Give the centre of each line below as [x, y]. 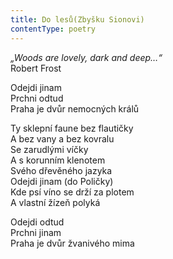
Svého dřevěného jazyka [61, 170]
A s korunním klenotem [58, 160]
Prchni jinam [36, 232]
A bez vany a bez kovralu [62, 138]
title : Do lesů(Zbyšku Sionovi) [77, 19]
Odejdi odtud [37, 222]
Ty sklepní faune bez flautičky [72, 128]
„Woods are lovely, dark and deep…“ [86, 57]
